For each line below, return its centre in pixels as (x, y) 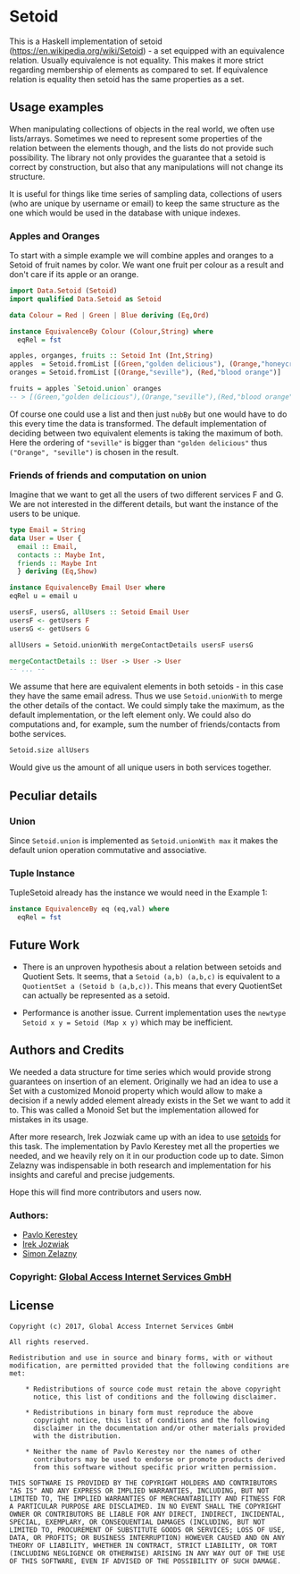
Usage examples (57, 108)
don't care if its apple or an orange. (74, 275)
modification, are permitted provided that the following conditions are (150, 1366)
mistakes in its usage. (49, 1119)
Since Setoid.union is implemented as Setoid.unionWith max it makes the (144, 840)
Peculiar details (54, 795)
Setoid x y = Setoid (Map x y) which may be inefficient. (128, 1022)
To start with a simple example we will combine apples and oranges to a (142, 256)
